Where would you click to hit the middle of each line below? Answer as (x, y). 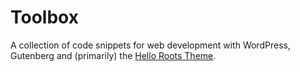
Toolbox (44, 17)
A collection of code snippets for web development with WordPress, (150, 45)
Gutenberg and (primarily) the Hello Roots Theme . (113, 55)
